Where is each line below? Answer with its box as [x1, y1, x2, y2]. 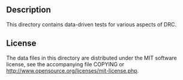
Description [6, 5, 51, 15]
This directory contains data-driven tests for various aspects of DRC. [6, 20, 177, 28]
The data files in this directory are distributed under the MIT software [6, 54, 177, 61]
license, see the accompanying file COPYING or [6, 60, 125, 68]
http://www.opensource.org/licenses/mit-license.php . [6, 67, 139, 74]
